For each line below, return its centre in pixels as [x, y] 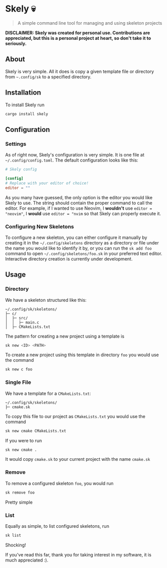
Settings [16, 144]
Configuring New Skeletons [40, 226]
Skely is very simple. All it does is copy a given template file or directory [80, 71]
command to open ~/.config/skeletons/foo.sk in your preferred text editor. [84, 253]
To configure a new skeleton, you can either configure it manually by [76, 237]
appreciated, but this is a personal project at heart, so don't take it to [78, 38]
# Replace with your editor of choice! [47, 183]
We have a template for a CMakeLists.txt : [48, 393]
